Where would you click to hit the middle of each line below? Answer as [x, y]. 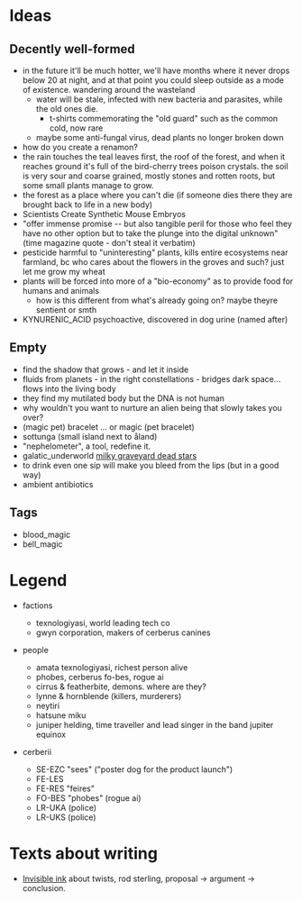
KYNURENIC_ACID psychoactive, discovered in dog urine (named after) [155, 319]
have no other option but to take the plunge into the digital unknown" [150, 233]
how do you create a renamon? [80, 147]
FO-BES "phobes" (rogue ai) [88, 797]
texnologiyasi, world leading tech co [103, 623]
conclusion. [44, 887]
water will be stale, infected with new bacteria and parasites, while [159, 99]
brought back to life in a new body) [87, 205]
